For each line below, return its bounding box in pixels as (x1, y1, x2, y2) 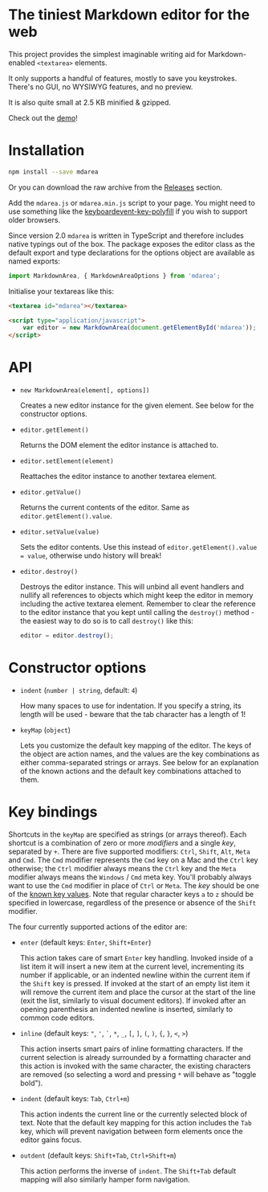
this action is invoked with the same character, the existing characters (19, 1061, 251, 1071)
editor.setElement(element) (19, 457, 114, 465)
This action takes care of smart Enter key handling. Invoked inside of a (19, 952, 254, 962)
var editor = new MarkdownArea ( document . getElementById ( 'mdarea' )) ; (22, 324, 257, 332)
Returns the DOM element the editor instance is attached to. (19, 440, 219, 450)
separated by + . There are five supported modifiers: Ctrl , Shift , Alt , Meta (8, 846, 250, 856)
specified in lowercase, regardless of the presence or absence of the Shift (8, 898, 257, 907)
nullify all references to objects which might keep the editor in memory (19, 591, 254, 600)
